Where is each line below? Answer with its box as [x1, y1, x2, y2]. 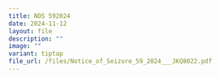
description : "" [8, 34, 63, 43]
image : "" [8, 42, 42, 50]
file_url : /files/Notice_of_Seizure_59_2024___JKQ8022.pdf [8, 58, 213, 66]
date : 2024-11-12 [8, 19, 67, 28]
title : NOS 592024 [8, 11, 71, 20]
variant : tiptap [8, 50, 63, 58]
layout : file [8, 27, 53, 35]
